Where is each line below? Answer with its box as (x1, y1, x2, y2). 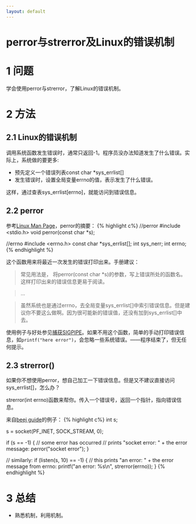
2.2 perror (6, 206, 44, 216)
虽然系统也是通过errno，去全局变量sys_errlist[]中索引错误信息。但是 (20, 301, 185, 308)
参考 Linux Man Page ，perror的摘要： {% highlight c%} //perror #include (6, 222, 181, 229)
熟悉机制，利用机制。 (14, 512, 66, 519)
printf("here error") (21, 337, 74, 343)
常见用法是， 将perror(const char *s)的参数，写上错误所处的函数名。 (20, 270, 186, 277)
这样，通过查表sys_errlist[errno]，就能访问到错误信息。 (6, 188, 140, 196)
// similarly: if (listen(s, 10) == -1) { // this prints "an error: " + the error (6, 457, 174, 464)
